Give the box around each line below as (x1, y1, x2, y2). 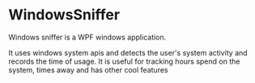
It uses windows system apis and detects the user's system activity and (8, 48, 249, 57)
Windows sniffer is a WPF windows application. (8, 32, 167, 42)
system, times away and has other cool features (8, 64, 168, 74)
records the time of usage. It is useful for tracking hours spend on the (8, 56, 240, 66)
